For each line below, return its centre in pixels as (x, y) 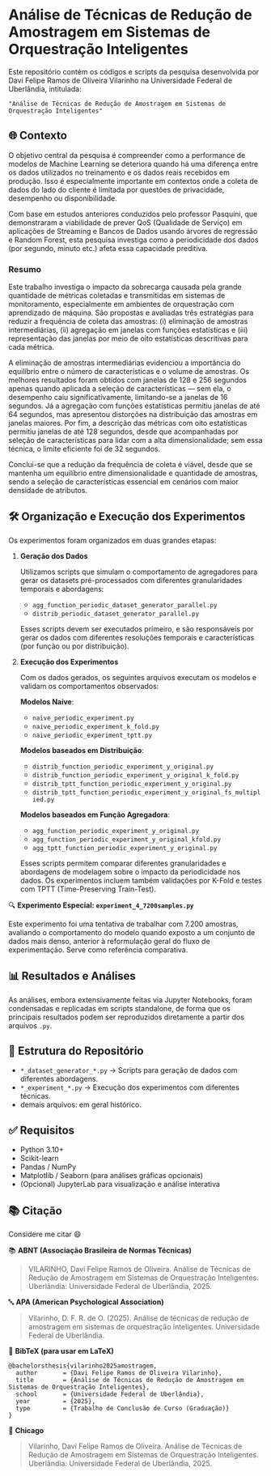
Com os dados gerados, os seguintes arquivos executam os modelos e (138, 677)
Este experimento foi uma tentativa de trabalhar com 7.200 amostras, (123, 924)
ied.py (43, 799)
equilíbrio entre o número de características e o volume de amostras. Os (129, 372)
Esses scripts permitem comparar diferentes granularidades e (123, 863)
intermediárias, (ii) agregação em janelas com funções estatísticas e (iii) (128, 330)
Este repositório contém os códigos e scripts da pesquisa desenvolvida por (134, 71)
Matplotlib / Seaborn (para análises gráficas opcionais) (112, 1176)
